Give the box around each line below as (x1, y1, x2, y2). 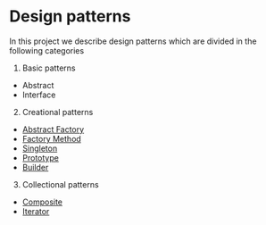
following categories (9, 45, 85, 55)
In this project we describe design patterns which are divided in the (9, 36, 257, 46)
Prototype (21, 152, 60, 162)
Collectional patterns (21, 179, 100, 189)
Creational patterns (21, 106, 94, 117)
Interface (21, 89, 56, 100)
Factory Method (21, 133, 82, 144)
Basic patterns (21, 62, 76, 73)
